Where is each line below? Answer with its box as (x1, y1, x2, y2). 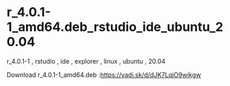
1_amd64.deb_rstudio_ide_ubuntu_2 (6, 19, 224, 35)
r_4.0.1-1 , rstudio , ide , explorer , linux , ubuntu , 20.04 (6, 57, 166, 65)
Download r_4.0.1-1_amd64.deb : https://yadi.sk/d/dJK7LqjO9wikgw (6, 71, 202, 79)
